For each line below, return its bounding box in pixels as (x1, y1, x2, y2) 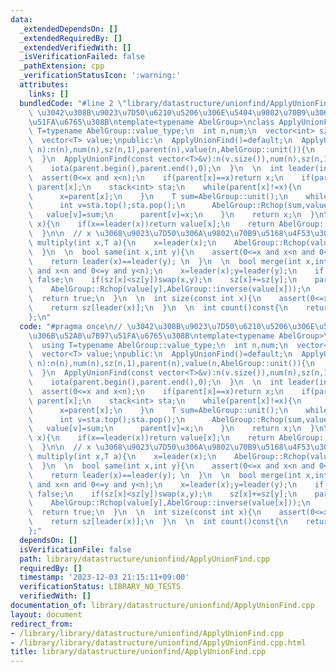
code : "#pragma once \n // (19, 321, 123, 331)
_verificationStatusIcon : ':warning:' (19, 71, 182, 81)
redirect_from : (10, 619, 74, 629)
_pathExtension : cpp (19, 61, 105, 71)
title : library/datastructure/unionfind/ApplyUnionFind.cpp (10, 647, 267, 657)
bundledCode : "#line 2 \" (19, 98, 128, 108)
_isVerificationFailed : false (19, 52, 145, 62)
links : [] (28, 89, 70, 99)
